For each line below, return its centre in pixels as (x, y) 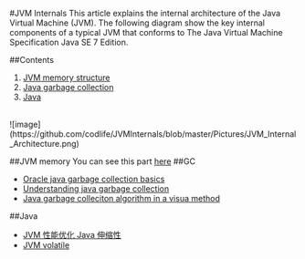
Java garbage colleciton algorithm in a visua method (121, 198)
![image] (25, 124)
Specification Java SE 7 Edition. (69, 42)
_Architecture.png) (44, 144)
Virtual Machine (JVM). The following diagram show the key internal (137, 23)
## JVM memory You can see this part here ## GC (103, 161)
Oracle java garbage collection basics (94, 179)
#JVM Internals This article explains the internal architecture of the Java (145, 13)
